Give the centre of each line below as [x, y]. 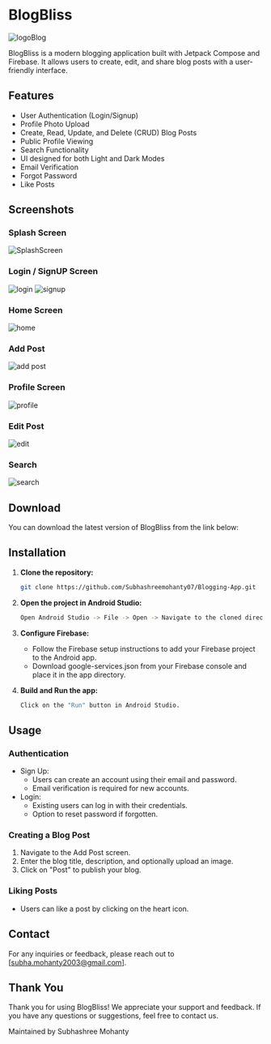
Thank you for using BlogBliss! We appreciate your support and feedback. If [135, 1008]
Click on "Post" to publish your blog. [80, 870]
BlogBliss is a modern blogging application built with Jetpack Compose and [134, 53]
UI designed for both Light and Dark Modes [92, 158]
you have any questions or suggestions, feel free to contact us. [113, 1016]
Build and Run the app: [59, 690]
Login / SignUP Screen [53, 272]
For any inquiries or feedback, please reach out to [91, 953]
